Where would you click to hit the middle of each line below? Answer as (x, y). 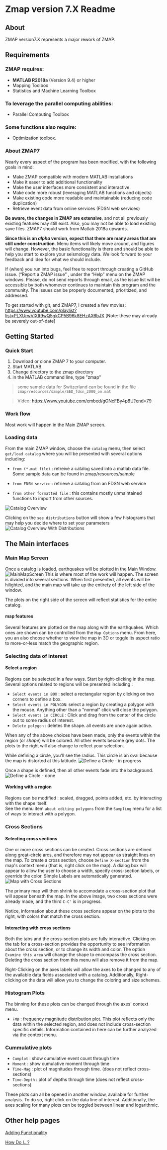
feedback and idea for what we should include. (53, 259)
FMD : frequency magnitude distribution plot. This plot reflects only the (83, 1019)
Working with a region (29, 787)
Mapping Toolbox (30, 85)
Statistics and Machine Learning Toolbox (54, 90)
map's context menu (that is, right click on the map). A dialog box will (76, 866)
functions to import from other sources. (53, 498)
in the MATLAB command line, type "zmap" (57, 377)
